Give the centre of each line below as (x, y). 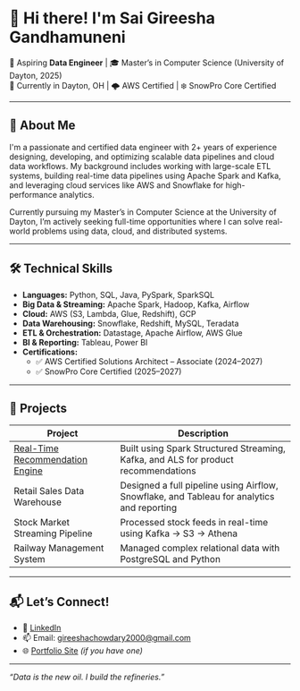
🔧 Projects (38, 408)
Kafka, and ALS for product (177, 460)
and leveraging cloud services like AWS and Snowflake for (117, 185)
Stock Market (42, 523)
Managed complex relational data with (200, 548)
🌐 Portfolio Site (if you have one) (82, 651)
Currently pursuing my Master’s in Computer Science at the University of (143, 212)
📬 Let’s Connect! (59, 602)
